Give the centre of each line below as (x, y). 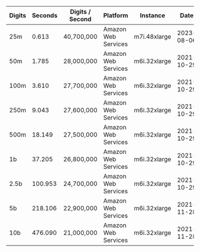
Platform (116, 15)
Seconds (45, 15)
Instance (152, 15)
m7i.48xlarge (152, 37)
